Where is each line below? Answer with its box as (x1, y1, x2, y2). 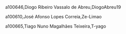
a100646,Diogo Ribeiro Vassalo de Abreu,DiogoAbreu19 (5, 4, 121, 10)
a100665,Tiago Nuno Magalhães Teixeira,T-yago (5, 23, 106, 29)
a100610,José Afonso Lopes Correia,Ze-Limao (5, 14, 102, 19)
